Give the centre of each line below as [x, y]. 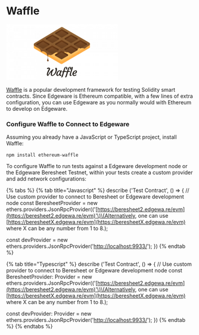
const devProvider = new [37, 240]
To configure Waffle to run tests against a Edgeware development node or [97, 166]
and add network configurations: [46, 179]
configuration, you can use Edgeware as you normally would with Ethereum [99, 102]
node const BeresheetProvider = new [52, 203]
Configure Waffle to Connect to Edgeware [68, 124]
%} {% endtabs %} [29, 327]
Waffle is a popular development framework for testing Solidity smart [91, 89]
